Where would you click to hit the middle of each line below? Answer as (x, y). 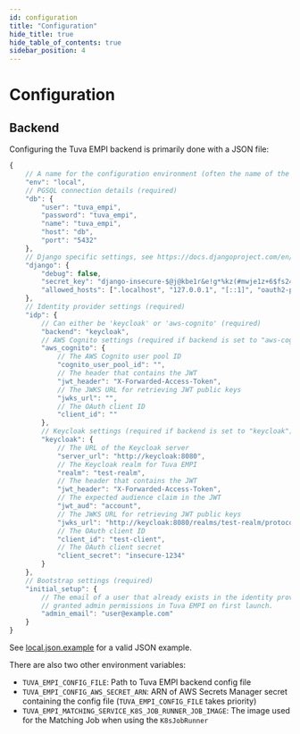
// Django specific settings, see (89, 257)
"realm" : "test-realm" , (101, 473)
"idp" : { (42, 315)
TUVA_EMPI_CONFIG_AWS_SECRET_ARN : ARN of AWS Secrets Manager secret (154, 692)
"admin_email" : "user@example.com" (108, 614)
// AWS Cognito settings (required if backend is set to (149, 340)
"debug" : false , (71, 273)
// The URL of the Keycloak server (123, 447)
